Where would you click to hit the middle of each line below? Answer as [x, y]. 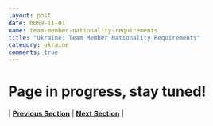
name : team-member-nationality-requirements [83, 30]
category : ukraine [39, 45]
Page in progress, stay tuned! [107, 92]
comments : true [33, 52]
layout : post [30, 15]
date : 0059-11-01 [37, 23]
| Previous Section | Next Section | [66, 113]
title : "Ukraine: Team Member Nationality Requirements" [105, 38]
